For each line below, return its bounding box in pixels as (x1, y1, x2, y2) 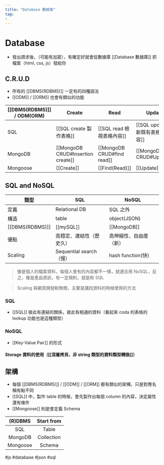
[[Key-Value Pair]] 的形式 (12, 339, 62, 345)
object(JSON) (109, 215, 141, 221)
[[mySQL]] (55, 223, 80, 230)
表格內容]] (102, 133, 127, 139)
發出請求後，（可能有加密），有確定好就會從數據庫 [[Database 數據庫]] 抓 (12, 54, 157, 60)
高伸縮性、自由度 (109, 232, 148, 239)
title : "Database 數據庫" (5, 7, 56, 12)
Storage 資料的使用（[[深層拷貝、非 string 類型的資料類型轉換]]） (5, 352, 138, 357)
